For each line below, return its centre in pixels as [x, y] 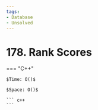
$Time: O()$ [21, 80]
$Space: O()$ [22, 90]
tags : [13, 12]
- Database [20, 17]
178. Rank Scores [49, 52]
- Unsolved [20, 23]
